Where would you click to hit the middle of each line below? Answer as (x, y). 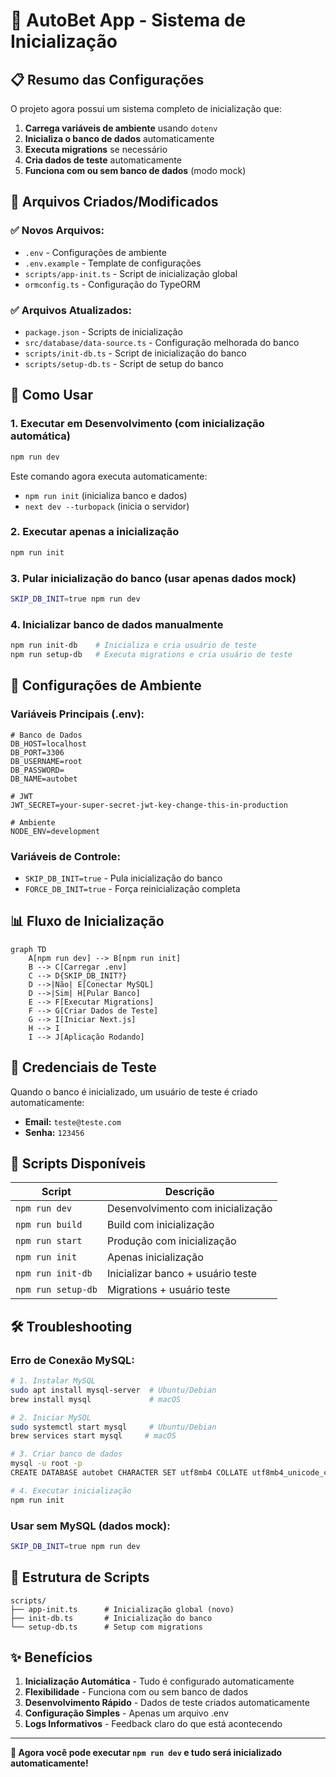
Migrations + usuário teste (168, 1290)
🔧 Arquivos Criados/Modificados (114, 202)
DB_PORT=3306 (37, 752)
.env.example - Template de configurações (113, 263)
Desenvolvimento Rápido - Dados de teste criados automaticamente (167, 1703)
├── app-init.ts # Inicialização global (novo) (122, 1609)
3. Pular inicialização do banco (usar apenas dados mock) (153, 578)
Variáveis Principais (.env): (77, 714)
